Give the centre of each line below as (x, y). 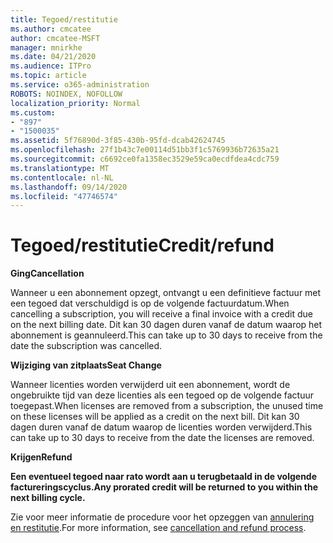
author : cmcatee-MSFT (55, 38)
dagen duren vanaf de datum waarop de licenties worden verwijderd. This (161, 427)
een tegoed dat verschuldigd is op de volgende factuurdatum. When (150, 303)
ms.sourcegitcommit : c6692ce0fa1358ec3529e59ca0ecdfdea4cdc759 (145, 159)
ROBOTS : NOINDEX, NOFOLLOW (66, 94)
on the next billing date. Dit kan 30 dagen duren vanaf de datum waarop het (166, 325)
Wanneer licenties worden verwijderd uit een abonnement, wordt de (150, 385)
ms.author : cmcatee (51, 29)
